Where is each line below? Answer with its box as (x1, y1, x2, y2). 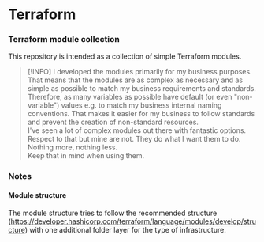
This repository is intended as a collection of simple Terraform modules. (8, 51, 242, 61)
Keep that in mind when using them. (27, 151, 145, 161)
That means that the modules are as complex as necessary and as (27, 75, 243, 85)
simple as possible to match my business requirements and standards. (27, 84, 256, 93)
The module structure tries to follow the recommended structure (8, 208, 218, 217)
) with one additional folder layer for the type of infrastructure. (24, 225, 226, 234)
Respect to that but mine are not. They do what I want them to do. (27, 134, 241, 144)
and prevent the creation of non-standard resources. (27, 117, 199, 127)
